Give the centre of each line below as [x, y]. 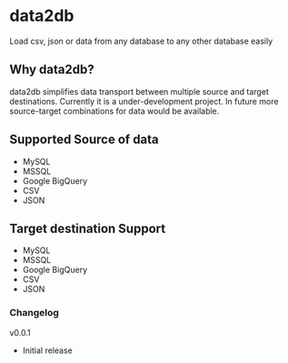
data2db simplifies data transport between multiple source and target [139, 91]
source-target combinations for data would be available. [114, 111]
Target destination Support [88, 228]
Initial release [47, 350]
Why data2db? [52, 70]
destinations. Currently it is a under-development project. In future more [144, 101]
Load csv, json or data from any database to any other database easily [141, 41]
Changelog [34, 313]
